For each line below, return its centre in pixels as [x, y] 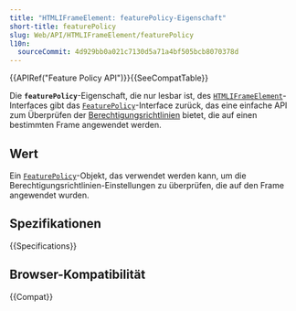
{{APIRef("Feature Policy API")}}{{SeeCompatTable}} [109, 78]
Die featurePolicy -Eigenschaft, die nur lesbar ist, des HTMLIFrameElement [146, 96]
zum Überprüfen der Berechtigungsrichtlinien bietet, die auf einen [133, 115]
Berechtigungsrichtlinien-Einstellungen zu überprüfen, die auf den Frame [147, 185]
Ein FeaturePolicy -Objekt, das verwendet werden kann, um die [128, 176]
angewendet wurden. [49, 195]
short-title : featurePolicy [63, 27]
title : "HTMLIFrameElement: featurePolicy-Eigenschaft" [118, 18]
